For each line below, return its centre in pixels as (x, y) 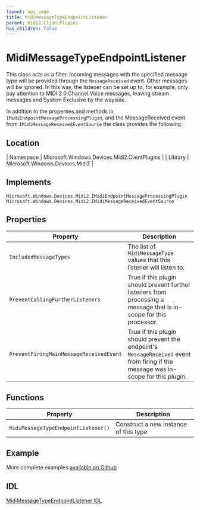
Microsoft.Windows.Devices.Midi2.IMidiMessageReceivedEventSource (90, 201)
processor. (143, 322)
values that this (149, 260)
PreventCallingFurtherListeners (55, 299)
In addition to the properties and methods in (60, 112)
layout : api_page (28, 12)
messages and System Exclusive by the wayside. (66, 100)
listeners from (147, 292)
